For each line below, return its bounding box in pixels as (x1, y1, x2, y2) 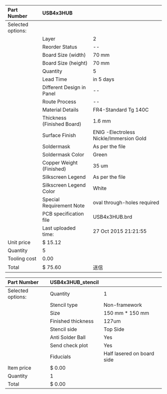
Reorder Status (42, 43, 78, 50)
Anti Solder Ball (50, 334, 86, 341)
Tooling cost (7, 255, 36, 262)
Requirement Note (42, 202, 85, 209)
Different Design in (42, 84, 86, 91)
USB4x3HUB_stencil (50, 279, 99, 285)
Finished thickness (50, 318, 94, 324)
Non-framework (103, 301, 142, 308)
